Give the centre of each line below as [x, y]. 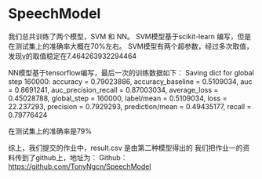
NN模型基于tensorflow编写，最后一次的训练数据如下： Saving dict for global [131, 72]
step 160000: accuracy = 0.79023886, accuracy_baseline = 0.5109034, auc [130, 81]
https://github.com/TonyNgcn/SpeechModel [80, 166]
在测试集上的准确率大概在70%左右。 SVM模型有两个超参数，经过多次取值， [131, 46]
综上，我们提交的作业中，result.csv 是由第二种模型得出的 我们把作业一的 [126, 148]
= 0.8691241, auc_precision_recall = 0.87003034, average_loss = [113, 89]
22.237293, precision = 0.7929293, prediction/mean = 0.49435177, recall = [130, 106]
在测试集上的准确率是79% [50, 131]
